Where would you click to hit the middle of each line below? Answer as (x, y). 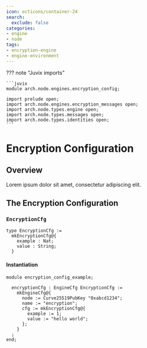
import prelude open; (33, 99)
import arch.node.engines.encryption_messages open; (72, 104)
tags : (13, 45)
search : (16, 17)
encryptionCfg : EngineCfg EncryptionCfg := (67, 288)
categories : (21, 28)
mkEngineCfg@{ (34, 293)
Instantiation (22, 264)
